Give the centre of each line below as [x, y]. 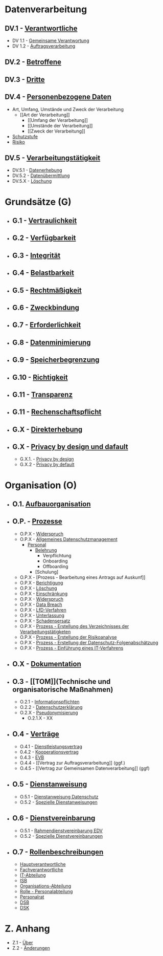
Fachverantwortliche [41, 870]
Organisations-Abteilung [45, 886]
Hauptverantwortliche [43, 864]
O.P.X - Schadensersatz [45, 621]
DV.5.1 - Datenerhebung [37, 170]
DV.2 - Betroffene [33, 62]
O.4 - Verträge [36, 734]
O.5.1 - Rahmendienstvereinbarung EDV [61, 831]
